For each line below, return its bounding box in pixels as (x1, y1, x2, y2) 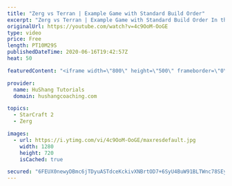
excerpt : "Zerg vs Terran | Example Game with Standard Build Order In (7, 17, 217, 23)
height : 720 (19, 149, 54, 156)
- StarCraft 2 (13, 112, 54, 118)
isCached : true (19, 156, 64, 163)
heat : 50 (7, 55, 32, 62)
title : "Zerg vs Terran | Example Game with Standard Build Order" (7, 10, 206, 17)
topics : (7, 105, 30, 112)
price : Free (7, 36, 41, 43)
